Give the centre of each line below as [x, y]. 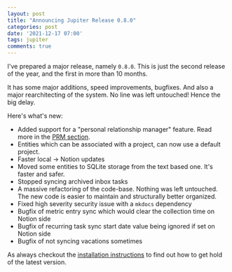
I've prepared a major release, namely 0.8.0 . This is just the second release [116, 66]
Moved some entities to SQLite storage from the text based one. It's [115, 166]
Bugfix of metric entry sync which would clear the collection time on [116, 211]
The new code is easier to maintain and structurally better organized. [117, 196]
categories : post [33, 27]
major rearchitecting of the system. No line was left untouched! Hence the [114, 95]
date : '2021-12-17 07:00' [45, 33]
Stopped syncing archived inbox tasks [73, 182]
